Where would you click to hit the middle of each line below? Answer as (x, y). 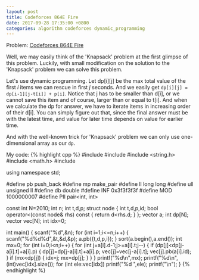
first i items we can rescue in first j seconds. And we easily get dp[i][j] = (97, 88)
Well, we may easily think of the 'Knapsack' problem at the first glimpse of (97, 57)
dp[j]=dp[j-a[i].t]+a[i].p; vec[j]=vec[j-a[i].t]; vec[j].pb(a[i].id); (117, 251)
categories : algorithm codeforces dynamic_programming (76, 28)
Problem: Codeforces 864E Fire (45, 45)
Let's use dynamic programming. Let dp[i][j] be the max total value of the (96, 81)
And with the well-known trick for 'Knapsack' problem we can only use (93, 137)
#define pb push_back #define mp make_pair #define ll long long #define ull (100, 184)
